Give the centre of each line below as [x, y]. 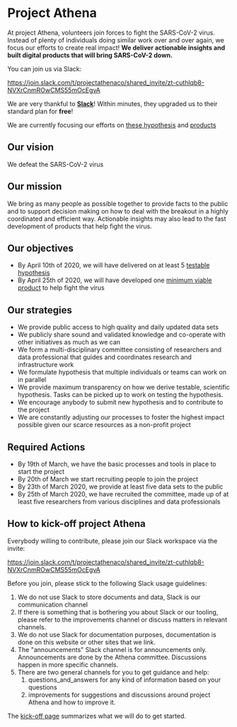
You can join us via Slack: [45, 69]
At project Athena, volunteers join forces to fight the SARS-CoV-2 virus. [111, 33]
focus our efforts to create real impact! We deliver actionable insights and [116, 47]
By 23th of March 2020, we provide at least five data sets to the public [120, 487]
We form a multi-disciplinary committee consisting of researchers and [119, 350]
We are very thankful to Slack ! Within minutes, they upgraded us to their [112, 103]
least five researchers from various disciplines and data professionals [119, 501]
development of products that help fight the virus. [80, 226]
